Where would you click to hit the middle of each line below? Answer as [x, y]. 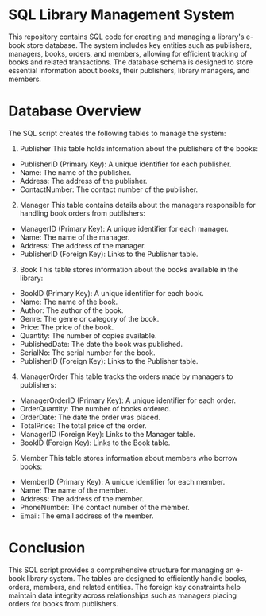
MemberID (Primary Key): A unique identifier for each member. [122, 481]
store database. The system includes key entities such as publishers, [139, 45]
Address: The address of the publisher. [83, 181]
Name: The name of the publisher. [75, 172]
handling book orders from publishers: [82, 213]
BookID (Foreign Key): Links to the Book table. [95, 443]
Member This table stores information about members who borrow [129, 458]
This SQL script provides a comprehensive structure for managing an [121, 570]
